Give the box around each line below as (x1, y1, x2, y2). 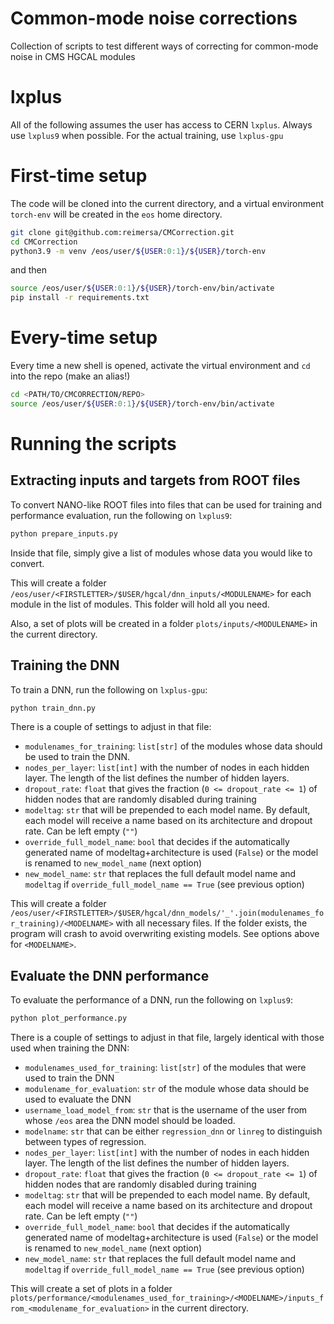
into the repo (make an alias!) (10, 370, 131, 382)
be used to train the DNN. (24, 751, 131, 763)
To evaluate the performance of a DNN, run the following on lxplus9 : (10, 994, 293, 1006)
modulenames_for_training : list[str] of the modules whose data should (24, 740, 323, 752)
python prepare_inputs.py (10, 528, 118, 539)
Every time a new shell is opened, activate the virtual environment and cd (10, 360, 311, 372)
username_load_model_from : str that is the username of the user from (24, 1104, 308, 1116)
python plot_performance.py (10, 1013, 128, 1024)
